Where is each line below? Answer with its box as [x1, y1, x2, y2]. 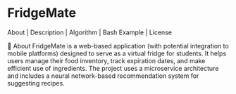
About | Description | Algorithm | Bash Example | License [7, 28, 173, 36]
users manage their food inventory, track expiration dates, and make [7, 56, 206, 65]
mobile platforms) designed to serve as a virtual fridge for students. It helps [7, 49, 227, 58]
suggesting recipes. [7, 79, 65, 87]
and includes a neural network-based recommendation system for [7, 72, 199, 80]
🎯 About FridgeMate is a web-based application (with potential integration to [7, 41, 229, 50]
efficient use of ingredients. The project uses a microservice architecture [7, 64, 219, 72]
